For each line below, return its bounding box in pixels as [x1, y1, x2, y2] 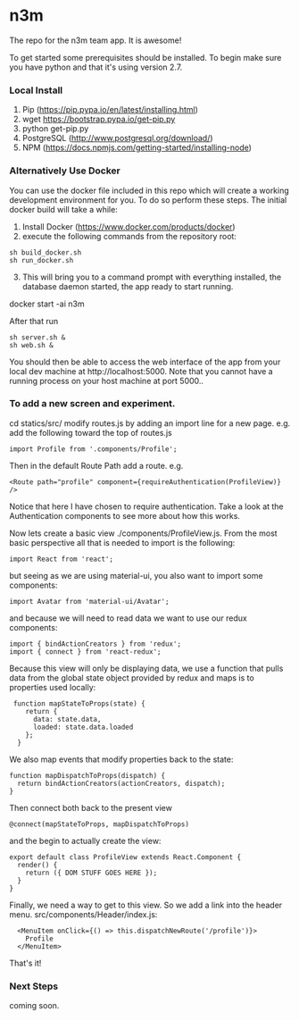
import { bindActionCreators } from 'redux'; [9, 640, 181, 648]
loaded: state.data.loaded [32, 723, 134, 732]
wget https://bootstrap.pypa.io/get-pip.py [21, 113, 176, 125]
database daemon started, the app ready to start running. [21, 280, 234, 291]
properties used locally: [9, 681, 96, 692]
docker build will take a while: [9, 204, 118, 214]
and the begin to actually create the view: [9, 835, 162, 846]
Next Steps [9, 980, 59, 992]
